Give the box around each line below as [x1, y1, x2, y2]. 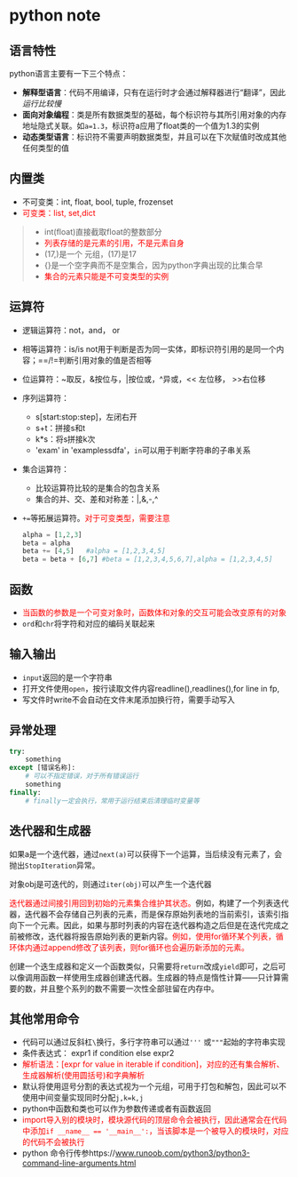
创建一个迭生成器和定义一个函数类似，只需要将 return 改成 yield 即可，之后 [9, 961, 278, 972]
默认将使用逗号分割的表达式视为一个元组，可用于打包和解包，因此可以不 [21, 1081, 286, 1092]
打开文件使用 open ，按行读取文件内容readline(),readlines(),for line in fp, [21, 683, 280, 693]
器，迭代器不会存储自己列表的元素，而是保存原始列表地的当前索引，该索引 [9, 909, 281, 919]
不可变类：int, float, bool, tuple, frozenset [21, 196, 174, 207]
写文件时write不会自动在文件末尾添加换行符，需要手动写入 [21, 694, 235, 705]
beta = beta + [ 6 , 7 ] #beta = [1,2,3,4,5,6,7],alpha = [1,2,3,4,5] [21, 555, 273, 564]
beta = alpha [21, 539, 71, 548]
